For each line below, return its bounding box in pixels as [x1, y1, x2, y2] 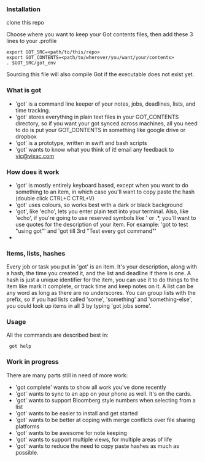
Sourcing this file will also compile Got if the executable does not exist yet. [6, 71, 195, 78]
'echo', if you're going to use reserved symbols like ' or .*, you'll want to [15, 214, 196, 221]
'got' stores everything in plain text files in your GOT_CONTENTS [15, 113, 179, 120]
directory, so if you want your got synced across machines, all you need [15, 119, 198, 127]
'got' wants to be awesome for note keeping [15, 429, 127, 436]
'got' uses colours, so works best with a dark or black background [15, 201, 183, 208]
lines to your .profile [6, 37, 57, 45]
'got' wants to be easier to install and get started [15, 409, 138, 417]
